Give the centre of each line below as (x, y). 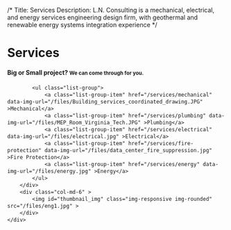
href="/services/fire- (161, 144)
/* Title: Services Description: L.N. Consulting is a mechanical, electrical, (111, 10)
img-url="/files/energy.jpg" (49, 172)
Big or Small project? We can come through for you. (76, 72)
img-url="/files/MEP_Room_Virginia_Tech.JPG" (74, 123)
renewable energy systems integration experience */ (82, 25)
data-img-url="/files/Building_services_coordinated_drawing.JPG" (105, 102)
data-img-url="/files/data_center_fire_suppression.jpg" (128, 151)
